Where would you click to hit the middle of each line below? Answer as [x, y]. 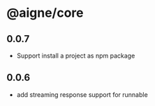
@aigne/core [45, 13]
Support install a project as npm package [76, 55]
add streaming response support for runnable [82, 94]
